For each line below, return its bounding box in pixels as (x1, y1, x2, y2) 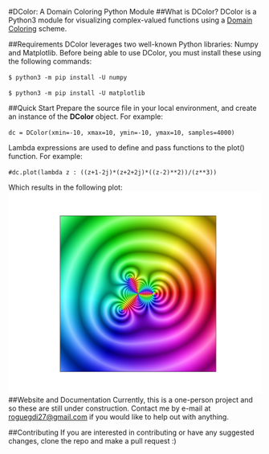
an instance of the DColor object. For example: (8, 112, 163, 121)
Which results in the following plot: (8, 182, 123, 192)
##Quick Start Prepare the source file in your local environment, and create (8, 104, 257, 112)
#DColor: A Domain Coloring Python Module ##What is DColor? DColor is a (8, 7, 257, 16)
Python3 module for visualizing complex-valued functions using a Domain (8, 15, 253, 25)
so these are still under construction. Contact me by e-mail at (8, 403, 211, 413)
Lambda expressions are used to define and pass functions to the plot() (8, 143, 245, 152)
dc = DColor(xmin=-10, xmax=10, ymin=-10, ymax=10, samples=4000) (8, 129, 235, 137)
